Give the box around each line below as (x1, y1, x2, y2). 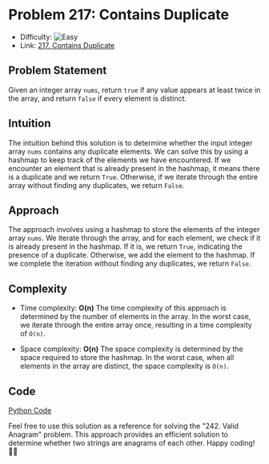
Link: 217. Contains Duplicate (19, 40, 115, 50)
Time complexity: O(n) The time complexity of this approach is (19, 303, 227, 313)
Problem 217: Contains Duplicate (8, 6, 230, 24)
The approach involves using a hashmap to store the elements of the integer (8, 225, 260, 234)
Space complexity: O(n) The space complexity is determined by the (19, 344, 243, 354)
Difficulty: (19, 32, 53, 42)
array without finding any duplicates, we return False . (8, 180, 185, 190)
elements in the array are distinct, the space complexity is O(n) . (19, 362, 230, 371)
